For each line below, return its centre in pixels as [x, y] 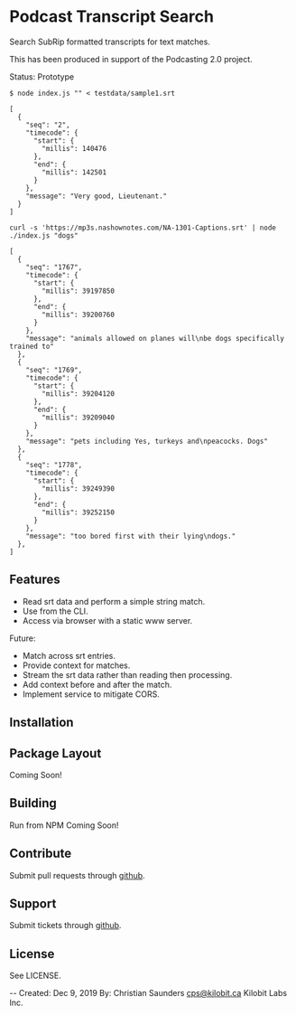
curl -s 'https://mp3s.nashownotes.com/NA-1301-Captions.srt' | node [143, 228]
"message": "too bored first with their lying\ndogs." [131, 536]
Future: [23, 638]
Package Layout [55, 753]
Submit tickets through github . [65, 926]
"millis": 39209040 [79, 418]
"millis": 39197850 [79, 291]
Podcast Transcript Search [112, 17]
